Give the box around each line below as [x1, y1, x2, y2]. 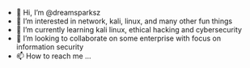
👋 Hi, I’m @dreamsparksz [15, 8, 101, 17]
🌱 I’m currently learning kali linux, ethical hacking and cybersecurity [15, 25, 243, 34]
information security [15, 42, 84, 52]
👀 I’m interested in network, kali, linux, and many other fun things [15, 16, 233, 26]
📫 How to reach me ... [15, 51, 91, 61]
